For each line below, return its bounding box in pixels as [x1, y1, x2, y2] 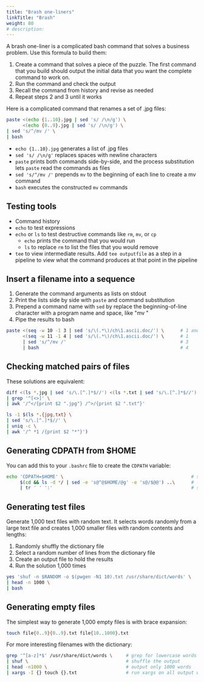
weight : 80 [6, 20, 34, 26]
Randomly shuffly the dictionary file [15, 543, 104, 550]
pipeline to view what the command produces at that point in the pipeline [15, 256, 198, 264]
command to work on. [15, 74, 70, 81]
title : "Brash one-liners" [6, 9, 75, 15]
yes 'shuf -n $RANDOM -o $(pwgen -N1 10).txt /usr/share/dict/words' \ [6, 574, 191, 580]
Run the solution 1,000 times [15, 562, 86, 569]
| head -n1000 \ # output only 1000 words [6, 664, 191, 670]
